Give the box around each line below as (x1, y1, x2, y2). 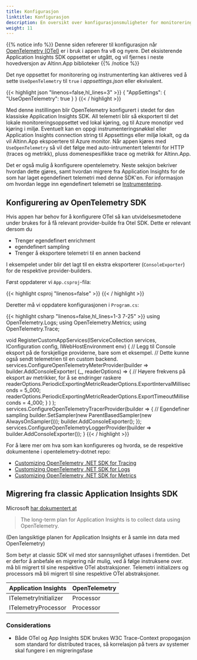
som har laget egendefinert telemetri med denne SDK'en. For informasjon (6, 174, 184, 181)
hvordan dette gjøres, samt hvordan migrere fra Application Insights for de (6, 168, 185, 175)
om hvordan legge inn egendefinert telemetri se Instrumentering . (6, 181, 162, 188)
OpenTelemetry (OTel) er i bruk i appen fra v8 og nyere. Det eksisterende (6, 48, 183, 55)
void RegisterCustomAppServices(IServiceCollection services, (6, 336, 157, 344)
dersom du (6, 226, 32, 233)
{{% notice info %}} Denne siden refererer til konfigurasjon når (6, 41, 157, 48)
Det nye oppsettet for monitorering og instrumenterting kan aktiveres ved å (6, 71, 188, 78)
